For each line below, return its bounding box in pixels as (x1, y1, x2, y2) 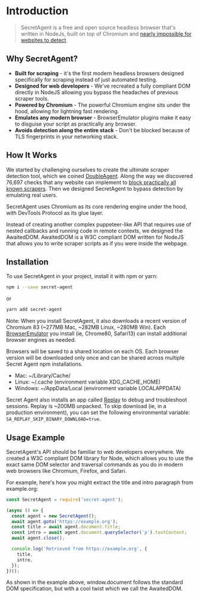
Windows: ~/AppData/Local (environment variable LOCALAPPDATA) (14, 385, 181, 392)
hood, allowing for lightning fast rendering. (14, 107, 119, 114)
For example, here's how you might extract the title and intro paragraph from (6, 478, 194, 486)
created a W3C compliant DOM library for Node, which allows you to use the (6, 454, 194, 462)
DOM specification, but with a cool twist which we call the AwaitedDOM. (6, 585, 183, 592)
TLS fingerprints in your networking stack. (14, 133, 119, 140)
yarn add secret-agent (6, 307, 62, 313)
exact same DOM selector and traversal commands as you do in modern (6, 460, 183, 468)
